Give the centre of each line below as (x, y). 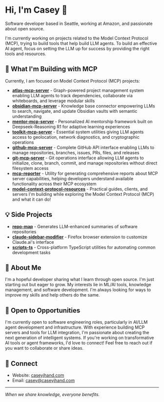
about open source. (25, 28)
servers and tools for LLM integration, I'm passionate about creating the (77, 333)
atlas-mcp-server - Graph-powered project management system (78, 90)
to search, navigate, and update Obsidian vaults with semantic (75, 111)
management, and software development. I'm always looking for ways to (78, 290)
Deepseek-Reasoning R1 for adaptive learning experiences (71, 127)
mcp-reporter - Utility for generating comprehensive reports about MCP (85, 173)
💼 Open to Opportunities (43, 310)
